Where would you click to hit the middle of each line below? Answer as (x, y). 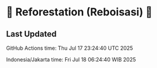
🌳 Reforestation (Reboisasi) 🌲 (79, 12)
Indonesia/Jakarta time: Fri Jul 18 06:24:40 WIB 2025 (71, 59)
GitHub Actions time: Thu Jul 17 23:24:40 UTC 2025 (70, 48)
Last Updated (31, 34)
